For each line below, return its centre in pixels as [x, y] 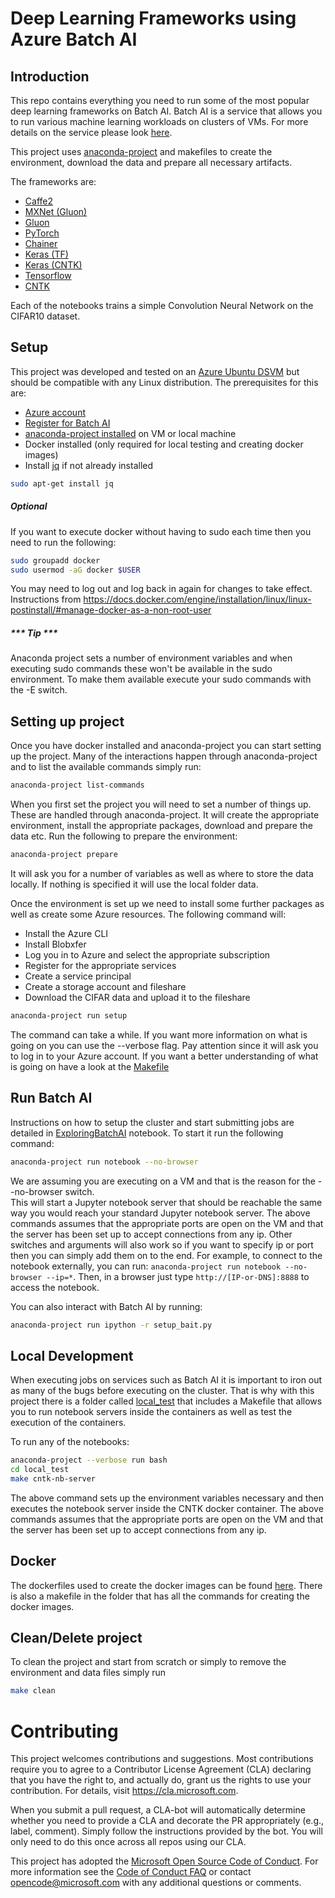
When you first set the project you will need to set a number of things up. [161, 804]
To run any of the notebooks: [70, 1442]
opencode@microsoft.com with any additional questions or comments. [156, 1883]
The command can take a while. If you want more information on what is [159, 1034]
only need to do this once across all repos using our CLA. [128, 1842]
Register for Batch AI [67, 423]
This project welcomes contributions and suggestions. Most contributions [162, 1759]
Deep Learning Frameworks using [153, 18]
